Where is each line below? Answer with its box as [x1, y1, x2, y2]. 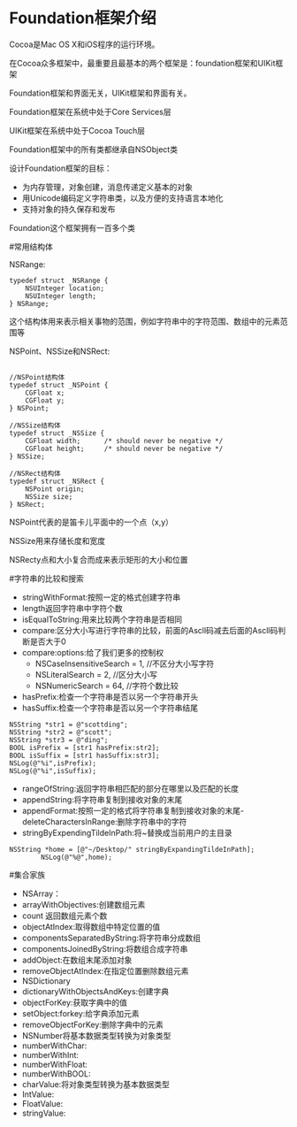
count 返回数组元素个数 [21, 910, 108, 921]
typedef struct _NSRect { [9, 477, 104, 486]
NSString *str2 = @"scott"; [9, 727, 113, 737]
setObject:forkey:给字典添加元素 [21, 1008, 140, 1018]
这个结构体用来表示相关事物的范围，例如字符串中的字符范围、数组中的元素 [9, 316, 280, 326]
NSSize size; [25, 492, 73, 501]
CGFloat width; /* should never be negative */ [25, 436, 224, 445]
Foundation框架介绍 [9, 8, 157, 28]
